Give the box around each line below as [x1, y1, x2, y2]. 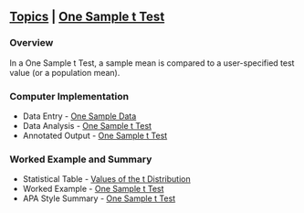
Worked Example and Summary [9, 153, 152, 165]
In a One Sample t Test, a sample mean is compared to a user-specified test [9, 57, 295, 69]
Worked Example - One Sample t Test [22, 184, 164, 195]
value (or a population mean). [9, 67, 121, 78]
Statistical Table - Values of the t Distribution [22, 174, 191, 185]
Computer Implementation [9, 90, 130, 102]
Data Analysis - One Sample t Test [22, 120, 152, 131]
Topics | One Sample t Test [9, 9, 165, 25]
